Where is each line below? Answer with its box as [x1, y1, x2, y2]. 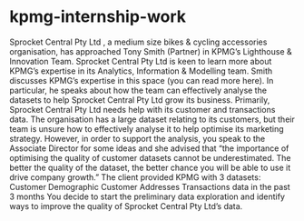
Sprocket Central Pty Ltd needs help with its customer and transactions [9, 104, 276, 115]
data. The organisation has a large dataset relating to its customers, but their [9, 114, 295, 125]
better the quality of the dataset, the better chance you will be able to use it [9, 162, 291, 173]
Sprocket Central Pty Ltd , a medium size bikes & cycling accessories [9, 36, 268, 47]
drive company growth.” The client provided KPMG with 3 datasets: [9, 171, 261, 183]
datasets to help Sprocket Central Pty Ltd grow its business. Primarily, [9, 94, 270, 105]
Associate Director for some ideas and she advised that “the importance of [9, 143, 289, 154]
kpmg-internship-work [9, 6, 187, 27]
